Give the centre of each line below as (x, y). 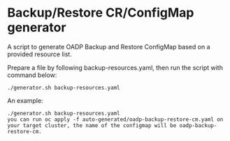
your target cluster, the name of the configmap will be (92, 125)
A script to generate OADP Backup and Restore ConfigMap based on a (109, 47)
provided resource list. (39, 54)
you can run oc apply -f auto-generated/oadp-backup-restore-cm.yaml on (115, 119)
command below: (32, 75)
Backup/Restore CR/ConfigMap (101, 13)
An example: (25, 100)
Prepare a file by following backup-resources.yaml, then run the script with (115, 67)
